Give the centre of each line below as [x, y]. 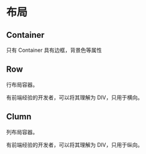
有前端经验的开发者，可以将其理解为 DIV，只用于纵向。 [75, 144]
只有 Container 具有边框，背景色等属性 [54, 50]
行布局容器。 [22, 84]
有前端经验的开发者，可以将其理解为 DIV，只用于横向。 [75, 97]
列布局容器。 [22, 132]
